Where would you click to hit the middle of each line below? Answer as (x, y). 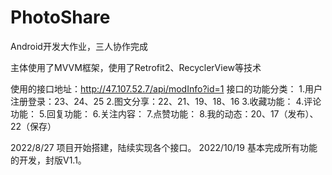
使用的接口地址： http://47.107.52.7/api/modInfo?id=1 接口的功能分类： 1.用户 (166, 88)
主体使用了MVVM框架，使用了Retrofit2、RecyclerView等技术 (136, 67)
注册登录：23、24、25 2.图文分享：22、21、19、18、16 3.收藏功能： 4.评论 (166, 101)
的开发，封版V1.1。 (48, 160)
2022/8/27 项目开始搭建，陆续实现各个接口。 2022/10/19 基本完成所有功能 (164, 147)
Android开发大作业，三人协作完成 (79, 46)
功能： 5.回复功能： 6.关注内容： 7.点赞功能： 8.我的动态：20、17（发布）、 (164, 113)
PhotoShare (60, 17)
